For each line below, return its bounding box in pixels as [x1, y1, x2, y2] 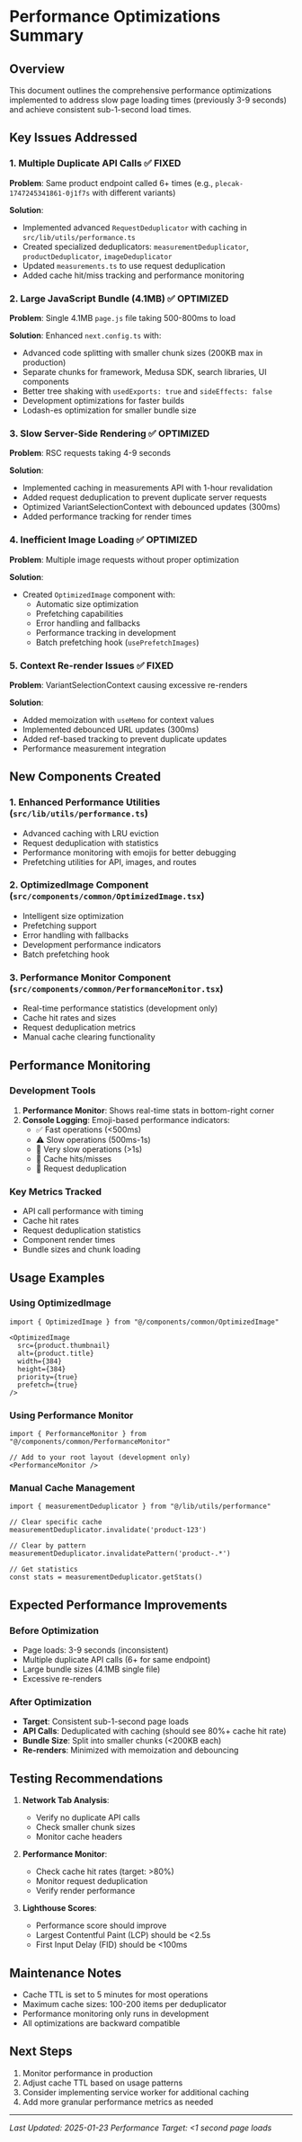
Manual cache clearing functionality [22, 1031, 155, 1042]
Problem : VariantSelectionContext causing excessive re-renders [9, 679, 248, 690]
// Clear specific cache [9, 1518, 102, 1527]
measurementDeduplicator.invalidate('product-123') [9, 1526, 207, 1535]
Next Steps [9, 2044, 73, 2059]
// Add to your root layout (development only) [9, 1453, 191, 1462]
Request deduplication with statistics [22, 837, 159, 848]
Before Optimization [9, 1624, 99, 1637]
